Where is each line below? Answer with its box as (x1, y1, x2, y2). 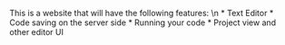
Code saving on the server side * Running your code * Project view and (9, 17, 277, 28)
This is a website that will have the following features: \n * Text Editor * (9, 8, 274, 18)
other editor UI (9, 27, 64, 37)
